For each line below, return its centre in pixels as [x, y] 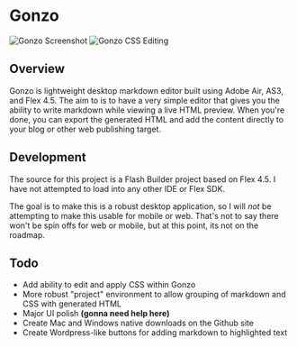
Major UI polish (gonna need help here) [96, 314]
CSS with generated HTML [72, 304]
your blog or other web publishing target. [85, 129]
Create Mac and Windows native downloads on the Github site [138, 323]
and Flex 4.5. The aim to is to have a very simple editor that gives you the [145, 100]
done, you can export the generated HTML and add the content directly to [147, 119]
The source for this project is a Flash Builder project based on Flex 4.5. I [143, 179]
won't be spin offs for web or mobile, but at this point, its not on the [134, 225]
